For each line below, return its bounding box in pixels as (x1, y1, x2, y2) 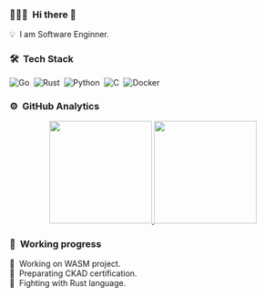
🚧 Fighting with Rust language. (9, 278, 127, 289)
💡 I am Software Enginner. (9, 29, 109, 40)
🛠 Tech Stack (9, 53, 75, 66)
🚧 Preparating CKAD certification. (9, 268, 138, 279)
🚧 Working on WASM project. (9, 259, 121, 270)
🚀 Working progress (9, 237, 102, 250)
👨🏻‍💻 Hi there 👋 (9, 8, 77, 21)
